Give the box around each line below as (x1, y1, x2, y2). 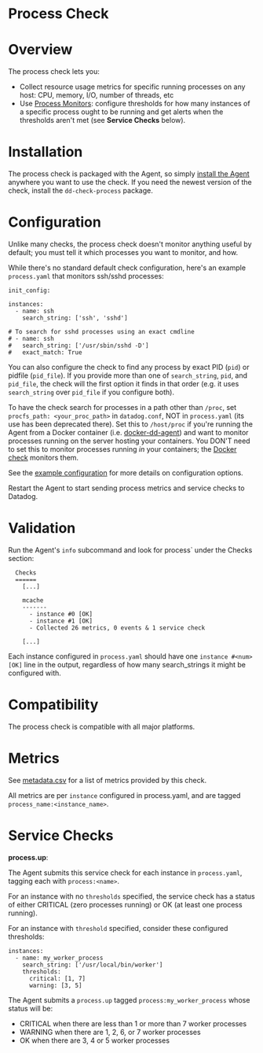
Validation (8, 519, 76, 538)
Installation (8, 143, 83, 161)
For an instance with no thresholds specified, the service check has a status (8, 891, 255, 901)
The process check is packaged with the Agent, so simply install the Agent (8, 169, 250, 179)
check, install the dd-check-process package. (8, 186, 153, 195)
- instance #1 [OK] (28, 617, 93, 625)
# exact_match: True (8, 349, 82, 357)
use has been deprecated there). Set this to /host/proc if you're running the (8, 419, 254, 429)
